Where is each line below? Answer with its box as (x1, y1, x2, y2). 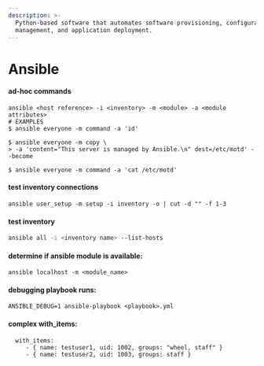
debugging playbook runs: (8, 285, 97, 294)
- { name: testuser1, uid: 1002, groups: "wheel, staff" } (25, 343, 223, 351)
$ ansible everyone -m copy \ (8, 139, 108, 146)
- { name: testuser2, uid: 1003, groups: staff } (25, 350, 192, 358)
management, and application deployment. (15, 26, 153, 34)
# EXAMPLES (8, 117, 44, 126)
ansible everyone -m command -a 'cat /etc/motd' (15, 166, 178, 174)
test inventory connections (8, 183, 99, 192)
